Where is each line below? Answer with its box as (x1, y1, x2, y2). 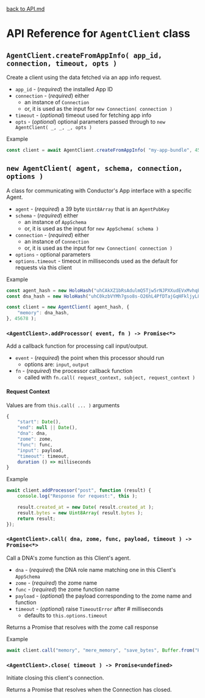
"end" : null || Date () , (17, 425, 78, 431)
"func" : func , (17, 441, 53, 448)
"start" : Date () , (17, 419, 62, 425)
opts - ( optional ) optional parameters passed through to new (15, 118, 166, 125)
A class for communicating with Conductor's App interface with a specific (6, 187, 192, 194)
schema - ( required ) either (15, 211, 79, 219)
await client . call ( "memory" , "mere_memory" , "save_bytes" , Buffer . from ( (6, 647, 195, 653)
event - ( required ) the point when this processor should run (15, 355, 165, 362)
